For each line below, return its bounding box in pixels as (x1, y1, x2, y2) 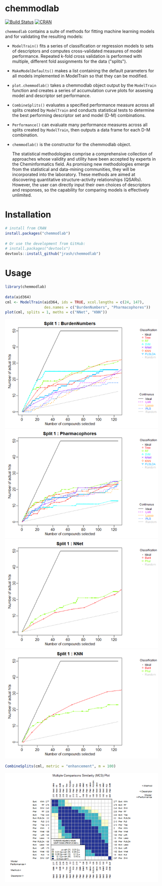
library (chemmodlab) (5, 284, 47, 289)
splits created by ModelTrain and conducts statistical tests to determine (12, 107, 155, 113)
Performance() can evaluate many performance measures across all (12, 122, 148, 128)
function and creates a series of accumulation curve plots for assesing (12, 87, 153, 93)
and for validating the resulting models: (5, 33, 83, 39)
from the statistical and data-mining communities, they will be (12, 166, 136, 172)
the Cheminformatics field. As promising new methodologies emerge (12, 161, 150, 167)
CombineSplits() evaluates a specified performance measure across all (12, 102, 154, 108)
